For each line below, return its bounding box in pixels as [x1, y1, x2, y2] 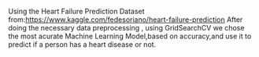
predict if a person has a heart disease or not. [8, 40, 157, 49]
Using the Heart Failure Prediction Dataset [8, 7, 145, 16]
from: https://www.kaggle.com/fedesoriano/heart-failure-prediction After [8, 15, 243, 24]
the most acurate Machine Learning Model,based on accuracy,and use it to [8, 31, 252, 41]
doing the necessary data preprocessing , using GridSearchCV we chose [8, 23, 245, 32]
